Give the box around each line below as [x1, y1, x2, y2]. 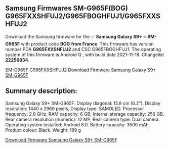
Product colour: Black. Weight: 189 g [5, 127, 81, 133]
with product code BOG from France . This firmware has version [21, 40, 154, 47]
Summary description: [5, 87, 77, 95]
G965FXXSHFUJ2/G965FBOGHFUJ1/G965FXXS [5, 12, 161, 21]
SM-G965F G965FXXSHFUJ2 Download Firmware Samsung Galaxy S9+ [5, 67, 156, 73]
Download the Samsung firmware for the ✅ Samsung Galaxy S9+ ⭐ [5, 33, 147, 39]
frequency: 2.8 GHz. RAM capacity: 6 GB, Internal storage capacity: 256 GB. [5, 111, 164, 117]
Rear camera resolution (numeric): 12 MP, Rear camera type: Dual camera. [5, 116, 160, 122]
